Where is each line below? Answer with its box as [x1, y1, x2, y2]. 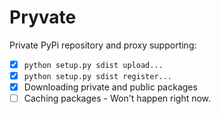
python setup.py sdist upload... [23, 60, 164, 70]
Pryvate [9, 6, 77, 29]
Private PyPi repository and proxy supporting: [9, 39, 197, 51]
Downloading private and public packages [23, 81, 198, 93]
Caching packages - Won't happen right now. [23, 92, 212, 105]
